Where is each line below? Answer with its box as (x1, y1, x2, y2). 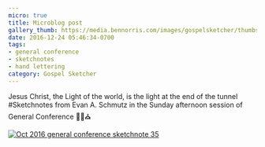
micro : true (8, 11, 47, 20)
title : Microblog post (8, 19, 83, 27)
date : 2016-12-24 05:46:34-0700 (8, 33, 114, 42)
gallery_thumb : (8, 26, 58, 34)
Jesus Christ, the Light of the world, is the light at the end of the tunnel (8, 91, 238, 101)
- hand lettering (8, 63, 65, 71)
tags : (8, 41, 26, 49)
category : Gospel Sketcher (8, 70, 97, 78)
